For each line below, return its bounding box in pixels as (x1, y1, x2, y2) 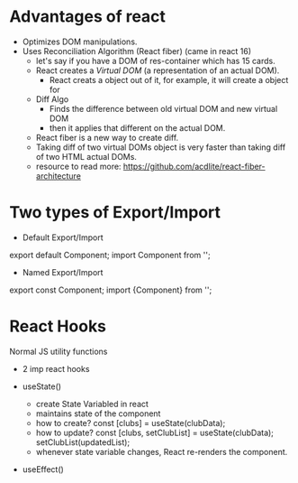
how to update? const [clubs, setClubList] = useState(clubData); (35, 427, 275, 438)
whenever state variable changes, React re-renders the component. (35, 446, 288, 457)
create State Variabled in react (35, 398, 149, 409)
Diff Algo (35, 93, 69, 105)
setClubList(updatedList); (35, 436, 131, 448)
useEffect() (22, 463, 65, 475)
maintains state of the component (35, 408, 161, 419)
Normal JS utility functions (9, 346, 108, 357)
